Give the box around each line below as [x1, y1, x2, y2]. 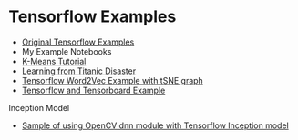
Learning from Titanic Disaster [21, 65, 137, 76]
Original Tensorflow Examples [21, 36, 135, 47]
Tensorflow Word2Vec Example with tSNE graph [21, 75, 204, 85]
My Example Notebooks [21, 45, 112, 56]
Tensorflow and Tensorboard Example [21, 85, 166, 95]
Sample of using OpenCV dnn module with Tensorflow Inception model [21, 120, 289, 131]
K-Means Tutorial [21, 55, 87, 66]
